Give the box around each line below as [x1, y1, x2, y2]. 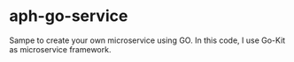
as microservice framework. [9, 44, 112, 54]
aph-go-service [9, 6, 128, 26]
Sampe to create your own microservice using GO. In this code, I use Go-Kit [9, 35, 286, 45]
